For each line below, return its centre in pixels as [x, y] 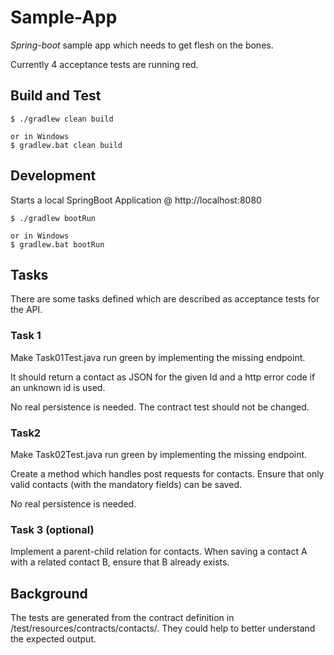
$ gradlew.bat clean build [66, 145]
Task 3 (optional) [52, 529]
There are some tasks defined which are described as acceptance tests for [165, 299]
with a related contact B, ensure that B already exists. [120, 562]
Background [49, 593]
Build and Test [56, 96]
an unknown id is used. [58, 387]
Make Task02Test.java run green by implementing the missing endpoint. [159, 454]
